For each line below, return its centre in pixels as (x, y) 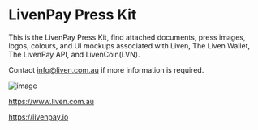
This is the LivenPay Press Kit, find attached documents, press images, (127, 37)
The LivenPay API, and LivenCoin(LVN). (74, 54)
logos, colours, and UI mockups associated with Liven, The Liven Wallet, (129, 45)
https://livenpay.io (39, 117)
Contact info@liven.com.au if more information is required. (106, 69)
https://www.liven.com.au (52, 101)
